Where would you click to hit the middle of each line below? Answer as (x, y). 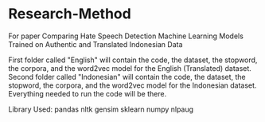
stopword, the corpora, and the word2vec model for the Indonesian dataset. (132, 85)
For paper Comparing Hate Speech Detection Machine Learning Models (126, 36)
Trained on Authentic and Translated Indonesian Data (95, 44)
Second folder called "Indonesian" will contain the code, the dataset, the (127, 77)
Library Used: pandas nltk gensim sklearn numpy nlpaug (101, 109)
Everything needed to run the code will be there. (88, 93)
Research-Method (70, 14)
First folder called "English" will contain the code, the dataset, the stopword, (133, 60)
